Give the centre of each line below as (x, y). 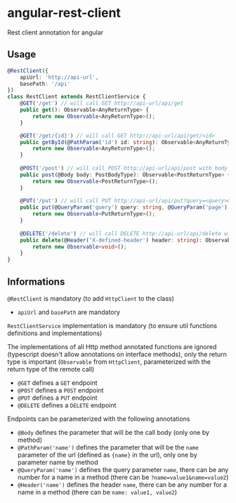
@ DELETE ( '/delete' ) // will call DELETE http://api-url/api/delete (120, 233)
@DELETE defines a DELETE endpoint (67, 405)
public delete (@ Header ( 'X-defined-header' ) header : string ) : (111, 240)
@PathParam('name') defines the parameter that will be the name (108, 447)
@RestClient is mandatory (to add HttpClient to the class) (91, 298)
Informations (36, 281)
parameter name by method (58, 462)
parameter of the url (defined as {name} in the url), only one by (107, 455)
